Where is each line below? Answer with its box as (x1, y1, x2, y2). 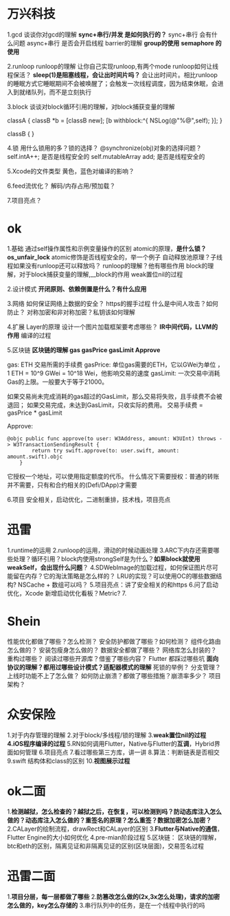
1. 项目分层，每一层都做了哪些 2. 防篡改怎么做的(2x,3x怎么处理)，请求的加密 (7, 892, 220, 901)
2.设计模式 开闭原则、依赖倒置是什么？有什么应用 (7, 285, 147, 293)
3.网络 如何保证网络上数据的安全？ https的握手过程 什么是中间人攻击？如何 (7, 299, 218, 307)
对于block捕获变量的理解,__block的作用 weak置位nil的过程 (19, 270, 183, 279)
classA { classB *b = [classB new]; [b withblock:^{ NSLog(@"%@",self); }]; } (7, 116, 223, 124)
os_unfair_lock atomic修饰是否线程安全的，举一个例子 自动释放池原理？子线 (7, 252, 223, 261)
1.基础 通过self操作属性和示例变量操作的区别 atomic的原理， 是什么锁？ (7, 244, 207, 252)
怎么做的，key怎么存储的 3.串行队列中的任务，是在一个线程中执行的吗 (7, 901, 205, 909)
